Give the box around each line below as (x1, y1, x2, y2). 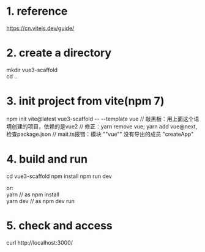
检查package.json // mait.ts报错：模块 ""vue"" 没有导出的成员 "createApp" (6, 130, 194, 138)
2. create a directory (6, 46, 112, 60)
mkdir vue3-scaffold (6, 66, 58, 73)
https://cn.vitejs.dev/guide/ (6, 24, 75, 32)
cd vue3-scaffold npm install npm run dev (6, 172, 112, 180)
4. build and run (6, 152, 88, 166)
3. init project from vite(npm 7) (6, 94, 165, 108)
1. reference (6, 4, 68, 18)
